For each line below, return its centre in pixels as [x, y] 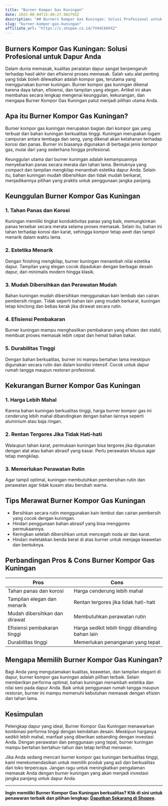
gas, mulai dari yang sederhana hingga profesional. [58, 149]
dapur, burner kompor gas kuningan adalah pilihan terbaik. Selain [72, 677]
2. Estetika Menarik [29, 250]
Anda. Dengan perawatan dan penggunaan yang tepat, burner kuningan [79, 742]
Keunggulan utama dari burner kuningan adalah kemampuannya [71, 159]
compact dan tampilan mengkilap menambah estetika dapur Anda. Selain [80, 170]
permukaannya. [28, 529]
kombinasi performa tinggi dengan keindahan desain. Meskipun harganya [81, 731]
